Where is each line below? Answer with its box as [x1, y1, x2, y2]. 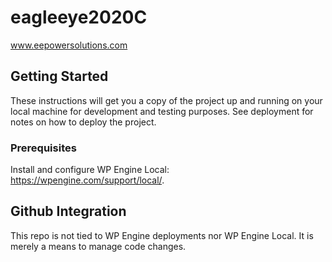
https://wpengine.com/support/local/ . [10, 174, 165, 186]
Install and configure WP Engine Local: [10, 164, 170, 176]
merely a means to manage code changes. [10, 240, 187, 252]
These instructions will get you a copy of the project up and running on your [10, 94, 323, 106]
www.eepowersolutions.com [10, 39, 128, 51]
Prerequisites [10, 141, 77, 155]
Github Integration [10, 203, 127, 220]
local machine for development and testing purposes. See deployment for [10, 105, 314, 117]
